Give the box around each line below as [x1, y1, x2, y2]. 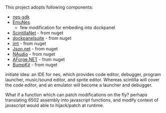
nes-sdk [12, 14, 30, 19]
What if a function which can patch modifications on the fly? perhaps [5, 92, 147, 97]
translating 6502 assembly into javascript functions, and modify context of [5, 97, 158, 103]
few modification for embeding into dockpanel [19, 24, 115, 30]
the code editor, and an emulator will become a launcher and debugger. [5, 82, 152, 88]
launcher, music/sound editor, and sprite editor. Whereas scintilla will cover [5, 77, 160, 82]
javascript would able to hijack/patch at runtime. [5, 102, 104, 108]
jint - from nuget [12, 40, 46, 46]
